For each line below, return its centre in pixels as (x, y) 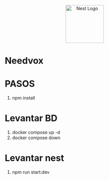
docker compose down (36, 138)
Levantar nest (34, 158)
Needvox (24, 61)
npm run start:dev (31, 172)
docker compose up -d (36, 132)
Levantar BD (31, 118)
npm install (24, 98)
